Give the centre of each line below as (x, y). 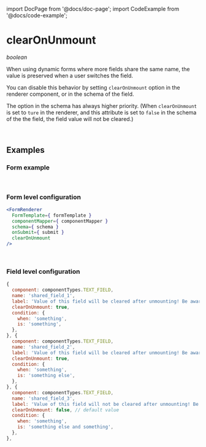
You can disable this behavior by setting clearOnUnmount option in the (93, 87)
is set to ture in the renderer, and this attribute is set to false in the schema (101, 112)
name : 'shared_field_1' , (44, 296)
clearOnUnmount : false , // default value (66, 410)
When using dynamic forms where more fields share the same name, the (98, 69)
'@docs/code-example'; (37, 15)
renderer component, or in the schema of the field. (70, 94)
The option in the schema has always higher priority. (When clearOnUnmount (102, 106)
